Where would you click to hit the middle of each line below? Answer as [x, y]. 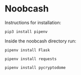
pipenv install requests [31, 59]
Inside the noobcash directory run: [40, 41]
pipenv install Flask [27, 50]
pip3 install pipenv [26, 31]
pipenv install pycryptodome [35, 67]
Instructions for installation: [33, 22]
